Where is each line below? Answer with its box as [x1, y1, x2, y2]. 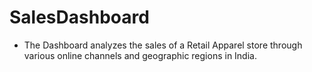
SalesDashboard [9, 6, 150, 29]
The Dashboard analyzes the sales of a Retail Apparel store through [23, 39, 303, 51]
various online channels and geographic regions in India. [23, 49, 257, 61]
